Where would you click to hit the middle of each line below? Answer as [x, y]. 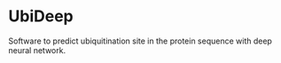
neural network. [37, 50]
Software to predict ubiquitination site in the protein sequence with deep [140, 41]
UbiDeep [41, 16]
